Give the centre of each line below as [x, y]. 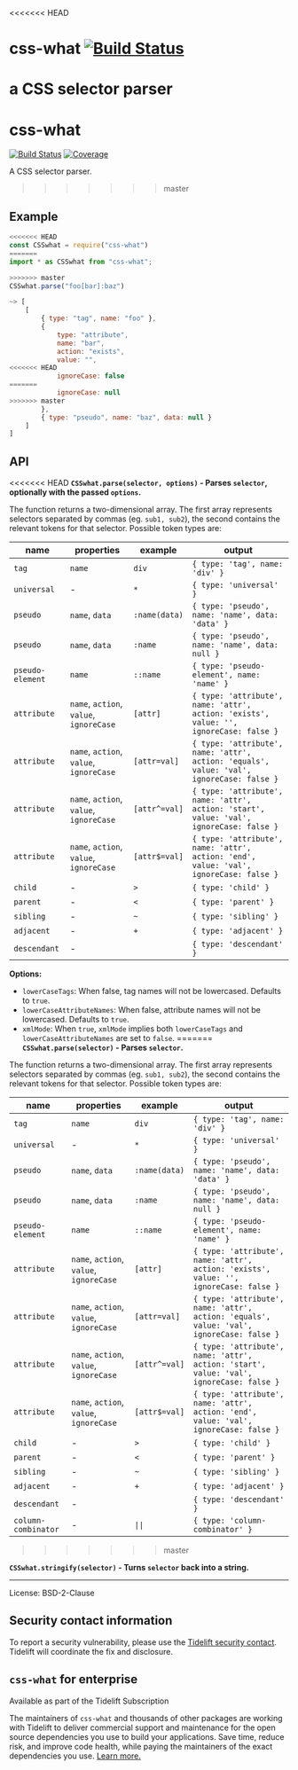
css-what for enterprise [74, 1680]
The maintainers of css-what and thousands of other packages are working [146, 1718]
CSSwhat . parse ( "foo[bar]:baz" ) [67, 286]
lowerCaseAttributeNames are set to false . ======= [117, 1038]
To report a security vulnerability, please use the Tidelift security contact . [143, 1642]
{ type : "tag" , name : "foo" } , [99, 318]
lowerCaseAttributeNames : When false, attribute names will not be [141, 1010]
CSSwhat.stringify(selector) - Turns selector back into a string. [129, 1568]
